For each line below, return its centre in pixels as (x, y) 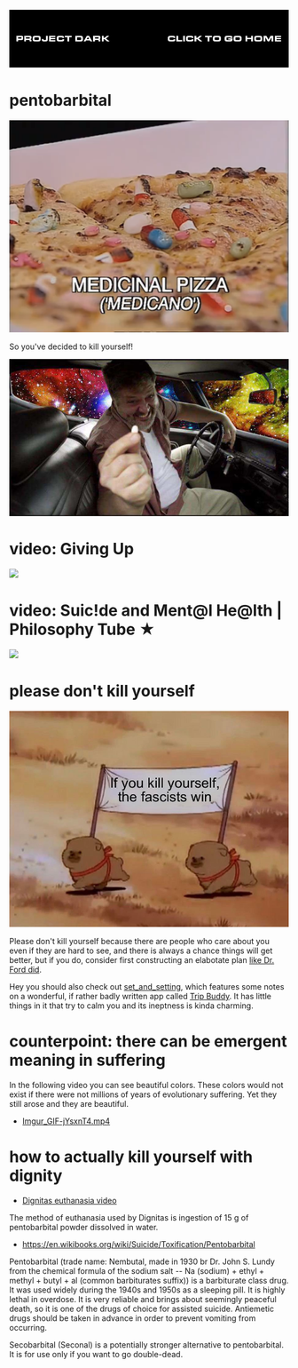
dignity (36, 1176)
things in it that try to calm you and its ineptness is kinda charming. (132, 1006)
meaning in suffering (87, 1060)
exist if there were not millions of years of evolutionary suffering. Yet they (143, 1094)
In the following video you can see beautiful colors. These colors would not (146, 1085)
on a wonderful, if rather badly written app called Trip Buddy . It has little (141, 997)
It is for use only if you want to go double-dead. (96, 1354)
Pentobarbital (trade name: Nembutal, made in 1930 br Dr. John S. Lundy (142, 1261)
